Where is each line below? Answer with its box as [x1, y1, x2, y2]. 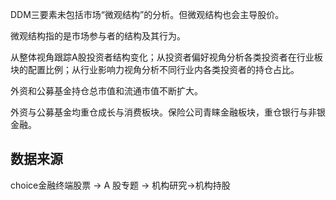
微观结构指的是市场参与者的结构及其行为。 [10, 30, 186, 42]
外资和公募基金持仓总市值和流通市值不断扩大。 [10, 85, 203, 97]
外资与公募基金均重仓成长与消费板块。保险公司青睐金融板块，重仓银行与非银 [10, 106, 326, 118]
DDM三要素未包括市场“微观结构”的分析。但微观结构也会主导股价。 [10, 9, 285, 20]
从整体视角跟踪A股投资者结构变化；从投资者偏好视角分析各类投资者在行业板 [10, 51, 323, 63]
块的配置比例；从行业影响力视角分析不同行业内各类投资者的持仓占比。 [10, 64, 300, 75]
